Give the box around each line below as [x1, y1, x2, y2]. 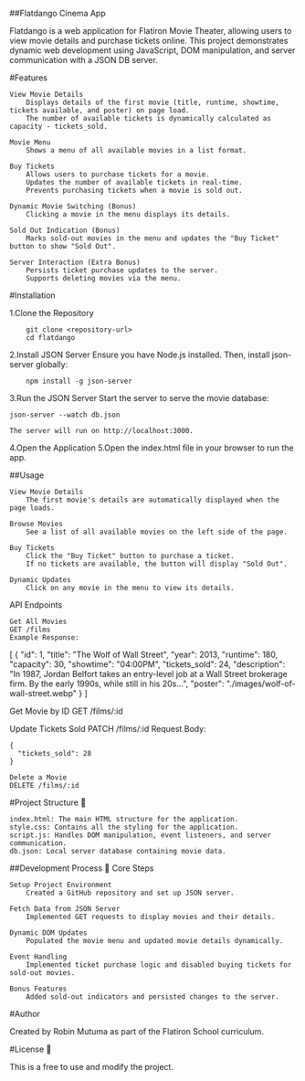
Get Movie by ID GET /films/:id [9, 705, 123, 716]
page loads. [9, 503, 55, 513]
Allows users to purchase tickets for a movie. [26, 170, 210, 179]
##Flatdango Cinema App [9, 8, 107, 18]
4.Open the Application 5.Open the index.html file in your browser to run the [9, 442, 294, 453]
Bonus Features [9, 984, 68, 993]
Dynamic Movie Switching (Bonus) [9, 202, 137, 211]
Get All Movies [9, 617, 68, 626]
